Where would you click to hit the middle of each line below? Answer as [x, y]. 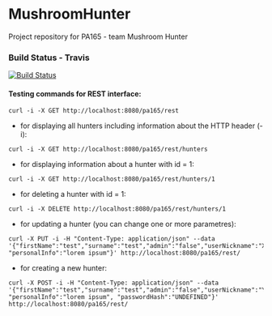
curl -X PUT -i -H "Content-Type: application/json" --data [112, 239]
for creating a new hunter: [64, 268]
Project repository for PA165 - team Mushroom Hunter [98, 36]
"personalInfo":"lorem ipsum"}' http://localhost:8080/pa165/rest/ [125, 253]
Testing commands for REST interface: [75, 93]
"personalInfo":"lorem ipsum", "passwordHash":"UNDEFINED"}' [114, 297]
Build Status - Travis [49, 58]
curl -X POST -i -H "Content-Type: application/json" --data [114, 283]
